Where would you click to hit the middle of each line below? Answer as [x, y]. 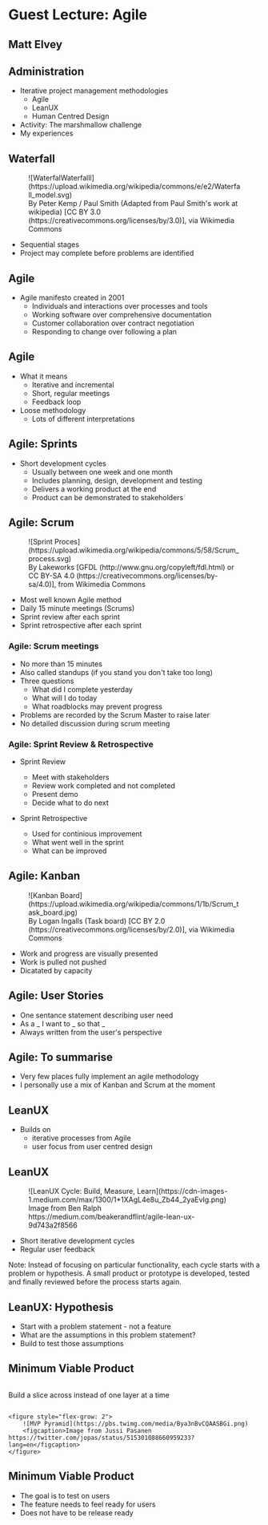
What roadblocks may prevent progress [97, 706]
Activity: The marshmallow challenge [81, 125]
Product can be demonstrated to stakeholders [108, 497]
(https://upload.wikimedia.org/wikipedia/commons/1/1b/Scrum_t [134, 904]
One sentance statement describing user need [96, 1015]
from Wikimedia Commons [102, 585]
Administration [46, 71]
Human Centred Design [70, 116]
